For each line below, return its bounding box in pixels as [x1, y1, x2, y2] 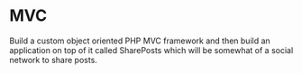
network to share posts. [9, 54, 97, 65]
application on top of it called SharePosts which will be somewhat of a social [9, 44, 294, 55]
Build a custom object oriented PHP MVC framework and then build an [9, 35, 270, 46]
